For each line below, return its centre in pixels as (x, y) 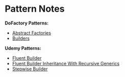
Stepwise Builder (30, 69)
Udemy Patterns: (23, 48)
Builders (21, 38)
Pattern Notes (35, 9)
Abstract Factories (32, 33)
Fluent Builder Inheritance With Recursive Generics (66, 63)
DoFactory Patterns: (27, 23)
